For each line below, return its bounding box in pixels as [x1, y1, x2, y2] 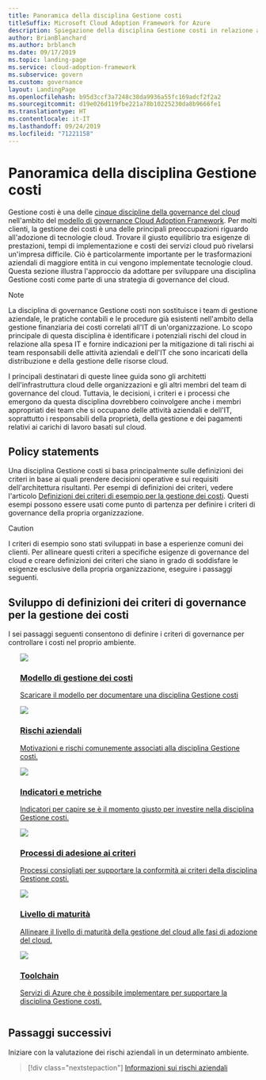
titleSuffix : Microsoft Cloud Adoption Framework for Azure [8, 19, 211, 27]
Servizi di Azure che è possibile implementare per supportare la [19, 988, 228, 997]
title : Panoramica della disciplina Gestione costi [8, 11, 182, 20]
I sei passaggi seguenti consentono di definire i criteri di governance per [8, 629, 245, 639]
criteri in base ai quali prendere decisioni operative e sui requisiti [8, 474, 219, 484]
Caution [8, 523, 34, 533]
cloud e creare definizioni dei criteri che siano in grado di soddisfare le [8, 556, 239, 565]
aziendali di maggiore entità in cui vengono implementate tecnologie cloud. [8, 257, 253, 267]
